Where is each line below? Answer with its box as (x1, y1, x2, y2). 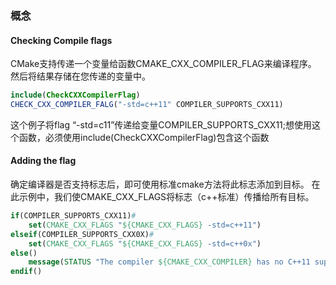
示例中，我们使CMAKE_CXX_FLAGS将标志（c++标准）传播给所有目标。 (18, 191, 315, 203)
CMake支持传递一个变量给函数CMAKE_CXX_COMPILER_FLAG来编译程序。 (10, 58, 317, 70)
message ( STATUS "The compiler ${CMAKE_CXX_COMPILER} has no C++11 (28, 257, 311, 267)
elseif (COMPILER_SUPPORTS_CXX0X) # (10, 229, 155, 239)
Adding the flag (10, 155, 77, 167)
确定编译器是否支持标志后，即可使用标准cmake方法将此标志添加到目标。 (10, 178, 310, 191)
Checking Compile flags (10, 34, 113, 46)
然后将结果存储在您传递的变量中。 (10, 70, 151, 82)
